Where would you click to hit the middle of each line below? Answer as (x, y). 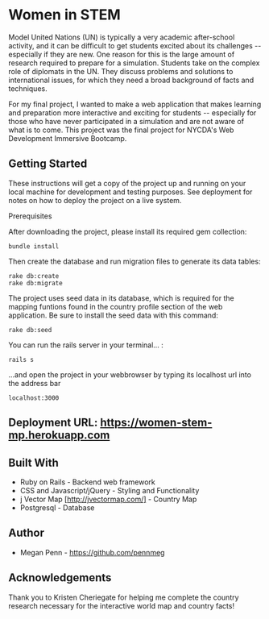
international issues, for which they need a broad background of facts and (131, 80)
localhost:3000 (34, 398)
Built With (33, 462)
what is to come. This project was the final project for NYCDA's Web (121, 130)
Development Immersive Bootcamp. (68, 138)
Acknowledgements (60, 578)
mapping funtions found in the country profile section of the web (116, 306)
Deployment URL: (53, 423)
